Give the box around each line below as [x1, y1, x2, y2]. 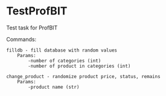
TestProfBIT [6, 4, 68, 18]
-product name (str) [28, 84, 80, 90]
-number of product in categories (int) [28, 63, 131, 69]
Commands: [6, 35, 37, 43]
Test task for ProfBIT [6, 24, 58, 31]
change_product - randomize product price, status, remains [6, 73, 161, 79]
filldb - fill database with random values [6, 47, 118, 53]
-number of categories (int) [28, 58, 101, 64]
